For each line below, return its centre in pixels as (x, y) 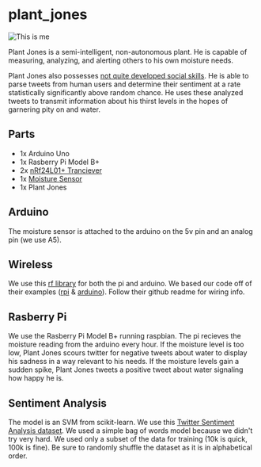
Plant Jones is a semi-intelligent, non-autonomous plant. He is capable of (128, 52)
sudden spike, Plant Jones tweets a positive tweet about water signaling (126, 369)
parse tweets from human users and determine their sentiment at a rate (125, 84)
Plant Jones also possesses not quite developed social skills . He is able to (129, 75)
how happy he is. (36, 378)
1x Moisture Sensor (51, 178)
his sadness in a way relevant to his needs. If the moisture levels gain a (124, 362)
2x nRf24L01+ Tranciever (61, 170)
